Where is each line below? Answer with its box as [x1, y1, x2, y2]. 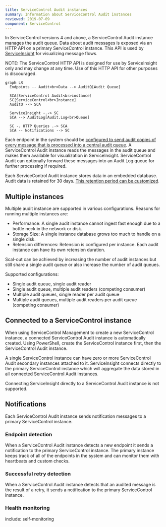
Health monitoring [5, 505, 50, 512]
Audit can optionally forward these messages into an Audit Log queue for [5, 158, 155, 164]
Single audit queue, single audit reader [12, 281, 92, 287]
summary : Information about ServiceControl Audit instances [5, 12, 132, 17]
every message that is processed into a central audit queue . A [5, 142, 132, 148]
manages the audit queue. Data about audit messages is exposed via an [5, 40, 152, 46]
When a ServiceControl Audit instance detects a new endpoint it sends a [5, 442, 154, 448]
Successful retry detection [5, 470, 71, 477]
